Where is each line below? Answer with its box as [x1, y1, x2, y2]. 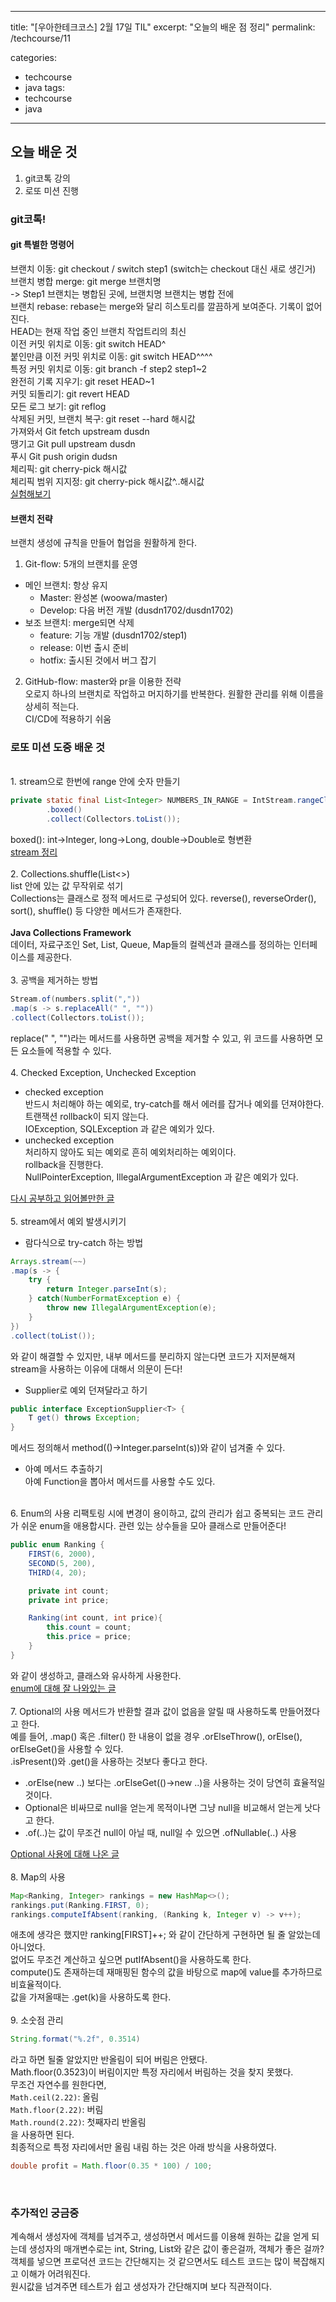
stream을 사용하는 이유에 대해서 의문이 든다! [10, 1362, 183, 1375]
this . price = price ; [46, 1632, 132, 1642]
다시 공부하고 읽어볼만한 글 [10, 1192, 115, 1204]
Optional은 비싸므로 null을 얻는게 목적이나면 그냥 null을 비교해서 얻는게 [24, 1801, 303, 1813]
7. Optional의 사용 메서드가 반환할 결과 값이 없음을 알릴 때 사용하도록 [10, 1705, 278, 1717]
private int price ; [28, 1595, 110, 1605]
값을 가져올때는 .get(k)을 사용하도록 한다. [10, 1991, 172, 2003]
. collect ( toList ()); [10, 1331, 97, 1341]
